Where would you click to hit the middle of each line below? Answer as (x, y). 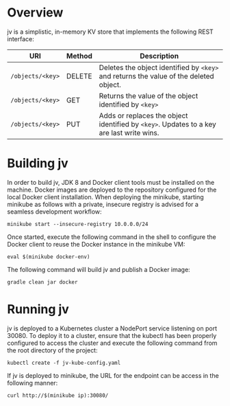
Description (159, 56)
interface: (21, 38)
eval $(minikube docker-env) (49, 257)
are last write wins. (129, 133)
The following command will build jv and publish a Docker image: (99, 269)
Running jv (38, 309)
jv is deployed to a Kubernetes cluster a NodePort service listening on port (112, 328)
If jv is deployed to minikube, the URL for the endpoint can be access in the (113, 375)
